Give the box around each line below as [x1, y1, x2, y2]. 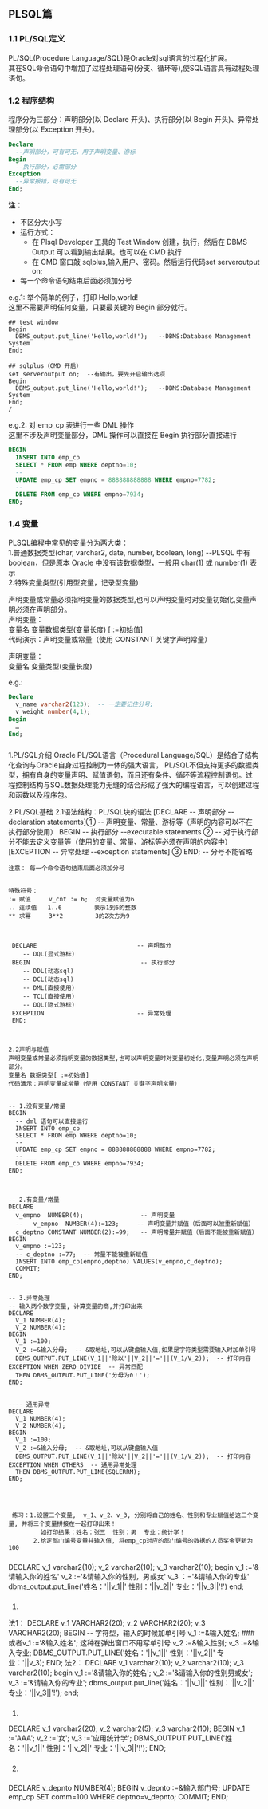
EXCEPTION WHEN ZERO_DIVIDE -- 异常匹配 [8, 1362, 144, 1370]
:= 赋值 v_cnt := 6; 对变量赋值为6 [8, 895, 135, 903]
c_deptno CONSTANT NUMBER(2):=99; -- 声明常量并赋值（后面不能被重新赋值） [15, 1228, 258, 1236]
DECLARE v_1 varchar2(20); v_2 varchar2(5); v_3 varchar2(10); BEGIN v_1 [8, 1724, 246, 1733]
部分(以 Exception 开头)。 [14, 124, 100, 134]
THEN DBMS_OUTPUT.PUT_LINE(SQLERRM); [15, 1468, 141, 1476]
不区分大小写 [19, 218, 62, 227]
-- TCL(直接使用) [22, 992, 76, 1000]
